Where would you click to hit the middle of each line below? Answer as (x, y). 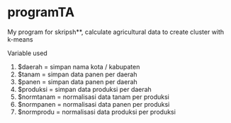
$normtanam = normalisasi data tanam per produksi (94, 97)
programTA (41, 12)
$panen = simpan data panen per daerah (78, 81)
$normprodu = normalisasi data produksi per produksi (96, 112)
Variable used (27, 53)
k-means (20, 39)
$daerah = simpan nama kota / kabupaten (79, 66)
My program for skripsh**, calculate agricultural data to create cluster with (116, 32)
